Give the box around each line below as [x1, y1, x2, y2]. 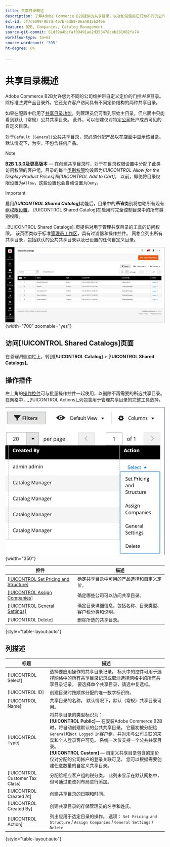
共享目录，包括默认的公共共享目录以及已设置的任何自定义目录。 [5, 236, 138, 242]
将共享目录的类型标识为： [50, 712, 103, 718]
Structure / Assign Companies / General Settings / [50, 819, 154, 825]
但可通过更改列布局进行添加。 [50, 778, 112, 785]
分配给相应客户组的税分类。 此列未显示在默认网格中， [50, 772, 162, 778]
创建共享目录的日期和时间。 [50, 791, 108, 797]
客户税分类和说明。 [77, 609, 118, 615]
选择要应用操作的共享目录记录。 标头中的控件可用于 [50, 669, 158, 675]
